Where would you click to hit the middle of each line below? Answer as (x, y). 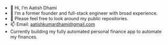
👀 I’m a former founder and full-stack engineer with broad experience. (84, 13)
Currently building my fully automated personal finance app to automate (86, 31)
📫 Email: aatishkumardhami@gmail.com (53, 24)
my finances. (24, 37)
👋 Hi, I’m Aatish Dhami (33, 8)
